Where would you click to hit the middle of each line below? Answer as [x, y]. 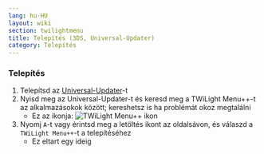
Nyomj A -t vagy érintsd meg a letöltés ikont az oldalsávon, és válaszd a [136, 124]
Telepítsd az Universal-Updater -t [74, 91]
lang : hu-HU [28, 16]
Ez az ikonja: [52, 116]
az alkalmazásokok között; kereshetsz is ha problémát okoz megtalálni [135, 108]
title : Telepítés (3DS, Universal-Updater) [82, 38]
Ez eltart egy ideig [61, 141]
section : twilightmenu [46, 30]
